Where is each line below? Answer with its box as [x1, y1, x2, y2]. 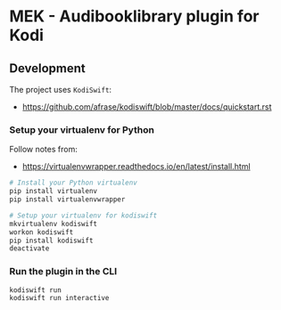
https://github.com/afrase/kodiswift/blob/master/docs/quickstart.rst [21, 102, 272, 112]
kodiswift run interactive [9, 294, 110, 303]
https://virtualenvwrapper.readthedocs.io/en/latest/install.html [21, 161, 252, 172]
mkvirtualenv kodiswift [9, 219, 98, 228]
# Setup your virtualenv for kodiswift [9, 211, 158, 220]
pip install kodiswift [9, 236, 94, 245]
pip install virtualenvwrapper [9, 195, 126, 204]
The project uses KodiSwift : [9, 85, 112, 94]
